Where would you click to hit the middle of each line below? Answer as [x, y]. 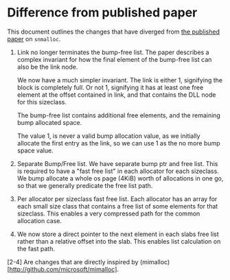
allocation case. [39, 220]
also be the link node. [47, 67]
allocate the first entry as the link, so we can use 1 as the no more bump [119, 143]
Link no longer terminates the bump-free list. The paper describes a [113, 52]
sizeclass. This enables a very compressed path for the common [108, 213]
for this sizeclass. [42, 102]
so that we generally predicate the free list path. [85, 185]
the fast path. [36, 248]
